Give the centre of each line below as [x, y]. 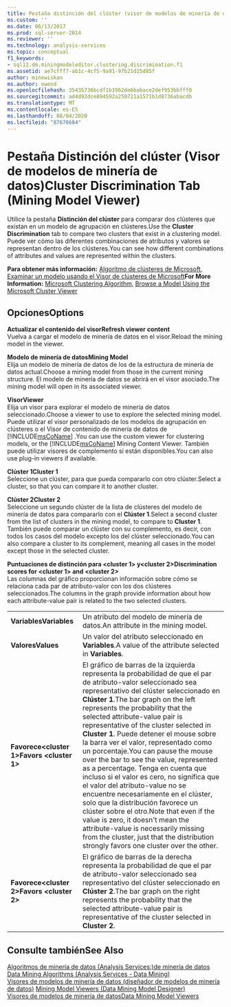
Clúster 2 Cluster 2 [34, 500]
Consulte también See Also [65, 950]
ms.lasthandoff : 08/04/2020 [47, 116]
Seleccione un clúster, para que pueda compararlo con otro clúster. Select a [114, 479]
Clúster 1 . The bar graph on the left [139, 699]
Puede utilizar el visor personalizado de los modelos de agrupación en [107, 422]
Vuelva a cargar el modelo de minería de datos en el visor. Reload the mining [115, 337]
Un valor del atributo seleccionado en [143, 637]
